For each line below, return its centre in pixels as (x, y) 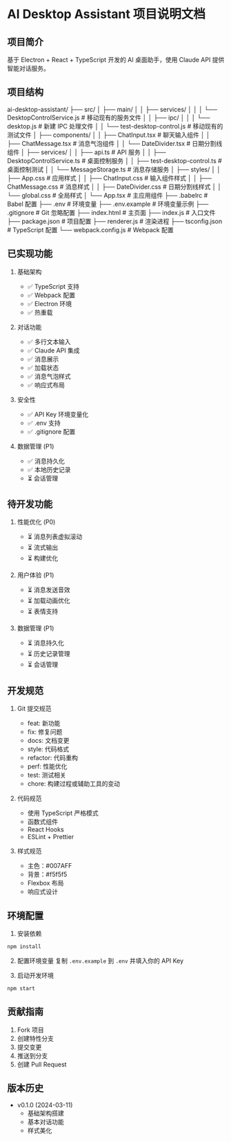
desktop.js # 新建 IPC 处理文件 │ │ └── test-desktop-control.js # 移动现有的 (115, 126)
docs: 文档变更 (48, 741)
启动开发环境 (35, 975)
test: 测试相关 (47, 775)
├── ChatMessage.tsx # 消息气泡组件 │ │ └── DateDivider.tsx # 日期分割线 (115, 143)
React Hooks (46, 829)
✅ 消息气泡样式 (49, 376)
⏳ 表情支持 (43, 612)
